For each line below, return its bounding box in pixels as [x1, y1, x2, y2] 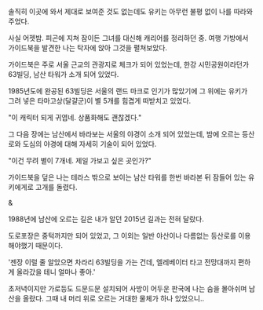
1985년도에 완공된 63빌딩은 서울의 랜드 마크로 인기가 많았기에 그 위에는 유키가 [8, 86, 248, 96]
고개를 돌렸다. [35, 183, 78, 191]
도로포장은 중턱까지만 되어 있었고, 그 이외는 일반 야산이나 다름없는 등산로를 [8, 231, 237, 240]
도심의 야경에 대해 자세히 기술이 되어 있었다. [22, 140, 157, 148]
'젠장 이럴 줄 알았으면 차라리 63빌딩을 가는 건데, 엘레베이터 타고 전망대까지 [8, 257, 237, 267]
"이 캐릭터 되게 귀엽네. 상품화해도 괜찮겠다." [8, 113, 142, 122]
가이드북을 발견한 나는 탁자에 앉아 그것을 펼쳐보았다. [8, 43, 167, 53]
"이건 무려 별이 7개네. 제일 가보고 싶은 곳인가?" [8, 156, 152, 165]
